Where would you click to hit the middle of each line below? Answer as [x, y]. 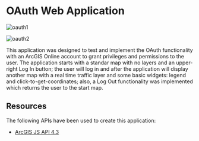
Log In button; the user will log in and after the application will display [103, 68]
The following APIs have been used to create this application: [81, 120]
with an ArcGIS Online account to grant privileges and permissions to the [95, 56]
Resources [26, 106]
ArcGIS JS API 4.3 [37, 132]
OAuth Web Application [65, 11]
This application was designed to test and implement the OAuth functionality [99, 50]
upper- [184, 63]
